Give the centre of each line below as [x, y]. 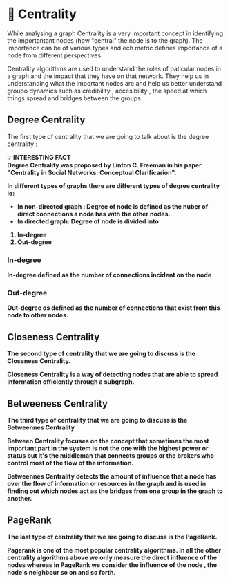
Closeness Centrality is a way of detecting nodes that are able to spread [113, 374]
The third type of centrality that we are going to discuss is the [97, 420]
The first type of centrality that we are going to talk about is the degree [108, 136]
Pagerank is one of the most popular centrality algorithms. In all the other [114, 550]
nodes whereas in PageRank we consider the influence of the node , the [112, 565]
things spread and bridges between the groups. [75, 98]
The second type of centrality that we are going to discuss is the [101, 354]
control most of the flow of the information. [70, 463]
